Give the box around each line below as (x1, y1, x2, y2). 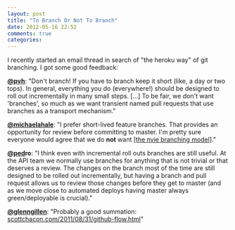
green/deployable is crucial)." (7, 194, 93, 203)
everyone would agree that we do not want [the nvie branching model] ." (7, 135, 217, 144)
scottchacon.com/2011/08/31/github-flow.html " (7, 215, 144, 224)
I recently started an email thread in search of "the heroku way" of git (7, 56, 208, 64)
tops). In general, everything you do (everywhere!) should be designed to (7, 84, 220, 93)
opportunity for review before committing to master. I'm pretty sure (7, 128, 202, 136)
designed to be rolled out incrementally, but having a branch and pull (7, 172, 207, 180)
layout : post (7, 10, 46, 18)
